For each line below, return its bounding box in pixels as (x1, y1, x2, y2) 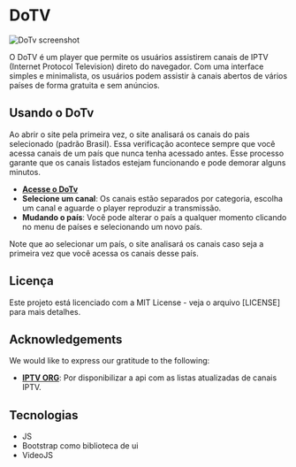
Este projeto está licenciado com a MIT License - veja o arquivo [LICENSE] (9, 297, 281, 308)
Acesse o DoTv (21, 183, 79, 195)
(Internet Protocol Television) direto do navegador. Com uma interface (9, 61, 264, 72)
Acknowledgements (9, 332, 123, 347)
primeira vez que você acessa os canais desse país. (9, 248, 199, 258)
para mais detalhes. (9, 306, 81, 317)
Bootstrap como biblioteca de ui (21, 440, 139, 451)
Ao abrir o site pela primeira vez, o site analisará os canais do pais (9, 129, 250, 140)
